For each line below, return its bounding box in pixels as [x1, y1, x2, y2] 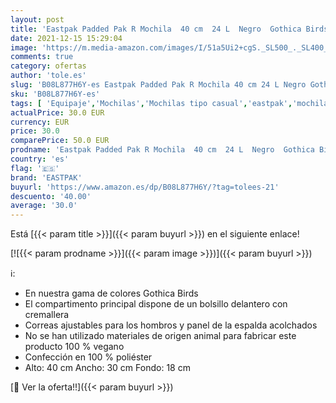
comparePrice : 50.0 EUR [10, 136, 110, 146]
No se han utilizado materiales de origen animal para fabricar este [24, 330, 297, 342]
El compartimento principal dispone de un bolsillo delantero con [24, 298, 288, 310]
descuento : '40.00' [10, 191, 92, 201]
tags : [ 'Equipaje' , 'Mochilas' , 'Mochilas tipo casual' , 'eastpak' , [10, 98, 293, 108]
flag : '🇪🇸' [10, 163, 60, 173]
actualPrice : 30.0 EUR [10, 107, 105, 118]
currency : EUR [10, 117, 70, 127]
